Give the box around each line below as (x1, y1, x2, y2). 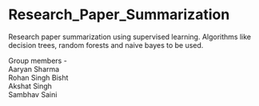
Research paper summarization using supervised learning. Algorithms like (8, 32, 252, 41)
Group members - (8, 56, 68, 65)
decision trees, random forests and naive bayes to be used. (8, 40, 204, 49)
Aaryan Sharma (8, 64, 60, 73)
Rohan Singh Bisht (8, 73, 69, 82)
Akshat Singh (8, 81, 52, 91)
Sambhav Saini (8, 89, 58, 99)
